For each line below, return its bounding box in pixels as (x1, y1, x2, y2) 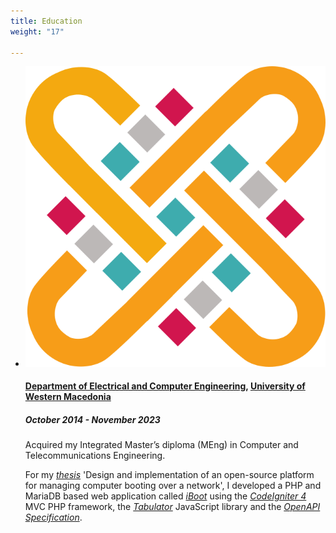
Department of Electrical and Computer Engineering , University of (24, 380, 306, 392)
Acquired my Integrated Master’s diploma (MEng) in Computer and (24, 439, 299, 451)
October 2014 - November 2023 (24, 413, 161, 425)
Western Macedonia (24, 391, 112, 403)
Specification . (24, 511, 83, 524)
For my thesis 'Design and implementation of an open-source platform (24, 469, 315, 481)
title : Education (10, 16, 83, 26)
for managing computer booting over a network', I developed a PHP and (24, 480, 322, 492)
